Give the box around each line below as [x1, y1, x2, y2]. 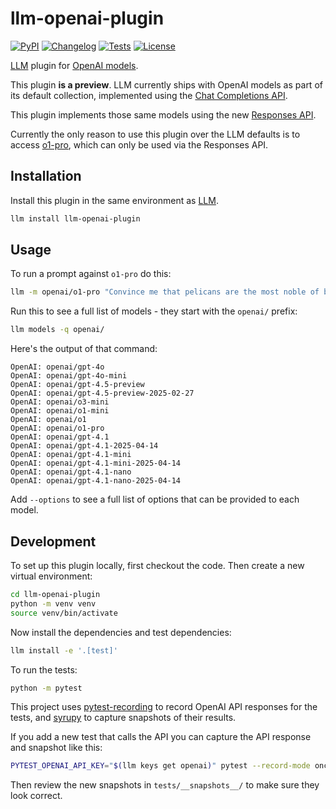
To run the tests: [10, 663, 78, 676]
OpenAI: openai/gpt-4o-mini [10, 371, 128, 381]
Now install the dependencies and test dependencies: [10, 626, 232, 638]
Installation [10, 168, 82, 185]
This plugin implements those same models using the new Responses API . [10, 108, 317, 121]
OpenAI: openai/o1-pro [10, 423, 105, 434]
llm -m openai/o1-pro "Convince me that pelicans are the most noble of [10, 287, 320, 297]
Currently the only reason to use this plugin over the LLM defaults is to [10, 128, 301, 140]
